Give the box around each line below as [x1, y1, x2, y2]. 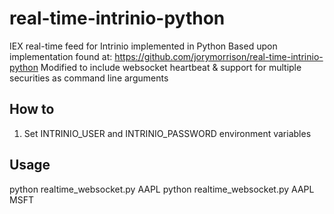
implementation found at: [9, 50, 113, 62]
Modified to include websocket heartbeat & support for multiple [40, 61, 302, 73]
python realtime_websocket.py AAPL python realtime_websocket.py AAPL [9, 183, 315, 195]
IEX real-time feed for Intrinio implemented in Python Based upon [9, 40, 278, 52]
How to [9, 101, 55, 118]
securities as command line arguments [9, 72, 169, 84]
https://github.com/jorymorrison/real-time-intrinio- [114, 50, 324, 62]
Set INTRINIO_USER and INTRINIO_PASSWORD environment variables [23, 127, 312, 139]
